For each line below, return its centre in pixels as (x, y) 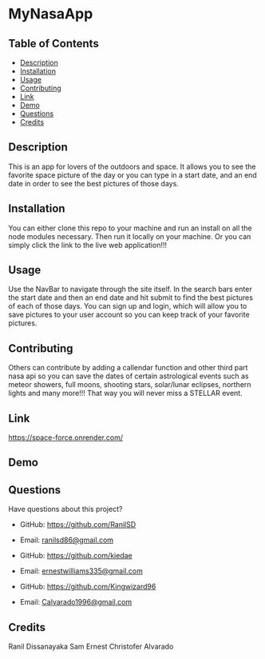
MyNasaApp (51, 14)
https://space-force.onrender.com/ (66, 437)
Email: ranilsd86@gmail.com (67, 540)
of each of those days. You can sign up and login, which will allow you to (128, 306)
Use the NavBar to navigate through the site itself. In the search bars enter (131, 290)
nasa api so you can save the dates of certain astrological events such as (129, 376)
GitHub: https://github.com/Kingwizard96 (88, 587)
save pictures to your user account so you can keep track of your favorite (129, 315)
